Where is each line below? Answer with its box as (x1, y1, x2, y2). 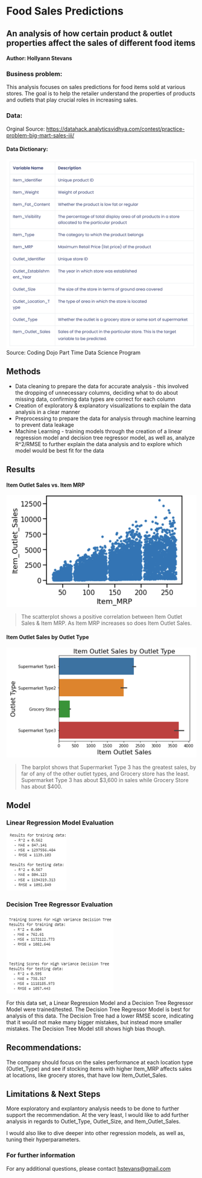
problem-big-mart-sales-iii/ (6, 131, 75, 139)
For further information (6, 1151, 75, 1160)
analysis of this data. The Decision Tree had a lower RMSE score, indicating (6, 1012, 194, 1019)
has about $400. (21, 783, 63, 790)
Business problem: (6, 70, 63, 78)
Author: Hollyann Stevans (6, 54, 72, 62)
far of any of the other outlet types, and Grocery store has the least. (21, 770, 190, 777)
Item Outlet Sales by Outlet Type (6, 633, 89, 640)
